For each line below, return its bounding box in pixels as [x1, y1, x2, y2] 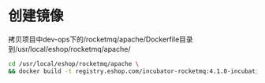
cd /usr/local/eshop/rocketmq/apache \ [8, 60, 140, 67]
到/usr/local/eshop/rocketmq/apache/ [8, 44, 131, 53]
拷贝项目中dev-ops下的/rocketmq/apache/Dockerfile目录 [8, 34, 193, 44]
